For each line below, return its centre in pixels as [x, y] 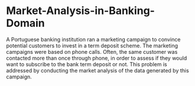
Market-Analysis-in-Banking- [81, 11]
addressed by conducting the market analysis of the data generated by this [97, 70]
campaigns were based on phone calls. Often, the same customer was [92, 51]
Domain [26, 23]
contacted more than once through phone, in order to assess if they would [97, 58]
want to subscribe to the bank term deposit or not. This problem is [87, 64]
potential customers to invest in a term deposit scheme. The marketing [92, 46]
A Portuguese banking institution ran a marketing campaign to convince [93, 39]
